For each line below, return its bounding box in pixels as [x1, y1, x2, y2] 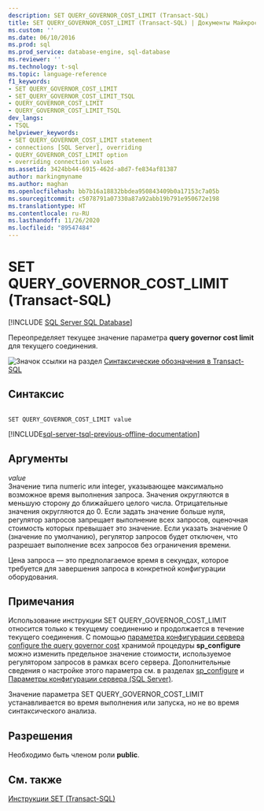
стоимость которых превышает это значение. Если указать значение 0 [8, 523, 248, 533]
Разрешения [8, 729, 73, 742]
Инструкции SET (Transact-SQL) [8, 794, 115, 803]
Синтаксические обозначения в [103, 356, 211, 366]
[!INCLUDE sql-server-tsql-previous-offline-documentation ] [8, 429, 200, 438]
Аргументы [8, 452, 68, 466]
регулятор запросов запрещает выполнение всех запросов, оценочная [8, 515, 249, 524]
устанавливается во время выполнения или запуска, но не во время [8, 698, 240, 708]
